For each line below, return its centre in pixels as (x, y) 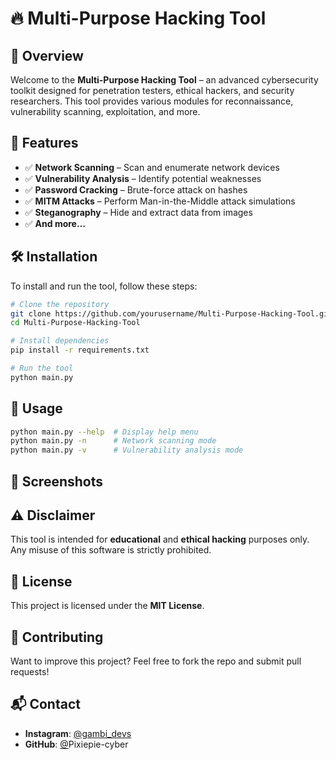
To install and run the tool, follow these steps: (104, 286)
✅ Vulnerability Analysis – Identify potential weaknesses (143, 178)
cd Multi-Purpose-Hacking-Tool (75, 323)
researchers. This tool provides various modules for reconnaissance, (152, 101)
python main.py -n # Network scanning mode (113, 441)
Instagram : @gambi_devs (78, 733)
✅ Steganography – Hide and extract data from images (138, 212)
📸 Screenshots (57, 481)
